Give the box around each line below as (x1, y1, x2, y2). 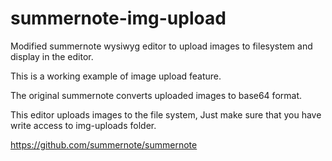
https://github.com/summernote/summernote (10, 138, 198, 151)
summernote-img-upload (10, 7, 227, 30)
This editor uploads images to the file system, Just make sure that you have (10, 108, 322, 121)
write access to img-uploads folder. (10, 119, 157, 131)
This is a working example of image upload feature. (10, 70, 222, 82)
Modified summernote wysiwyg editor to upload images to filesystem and (10, 40, 313, 52)
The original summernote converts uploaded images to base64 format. (10, 89, 302, 101)
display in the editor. (10, 50, 94, 62)
